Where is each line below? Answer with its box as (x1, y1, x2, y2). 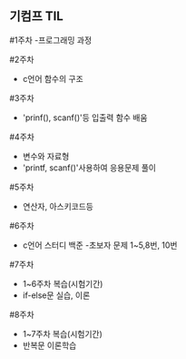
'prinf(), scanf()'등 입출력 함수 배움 (22, 112, 148, 123)
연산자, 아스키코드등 (22, 200, 93, 211)
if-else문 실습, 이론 (22, 290, 91, 301)
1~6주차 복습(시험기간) (22, 278, 103, 289)
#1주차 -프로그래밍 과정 (9, 35, 93, 46)
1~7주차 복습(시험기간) (22, 328, 103, 339)
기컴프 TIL (9, 8, 64, 25)
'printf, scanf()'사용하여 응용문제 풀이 (22, 162, 157, 173)
